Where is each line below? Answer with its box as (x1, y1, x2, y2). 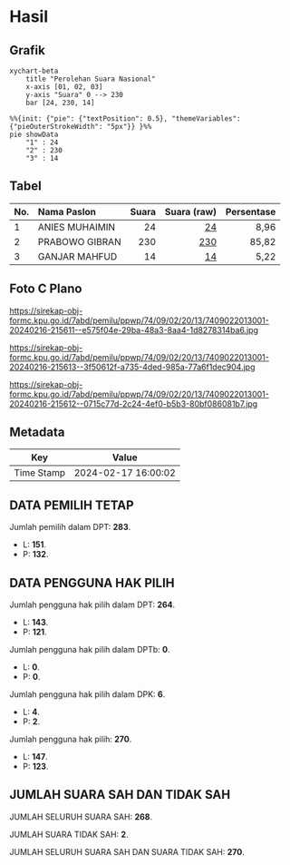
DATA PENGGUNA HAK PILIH (9, 575, 175, 591)
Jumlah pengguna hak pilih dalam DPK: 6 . (9, 689, 166, 700)
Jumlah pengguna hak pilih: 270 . (9, 733, 132, 745)
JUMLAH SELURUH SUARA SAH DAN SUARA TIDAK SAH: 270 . (9, 846, 245, 857)
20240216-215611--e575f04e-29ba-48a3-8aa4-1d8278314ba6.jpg (9, 324, 259, 335)
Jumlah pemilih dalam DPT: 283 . (9, 522, 131, 533)
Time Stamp (14, 467, 66, 479)
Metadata (9, 425, 65, 440)
